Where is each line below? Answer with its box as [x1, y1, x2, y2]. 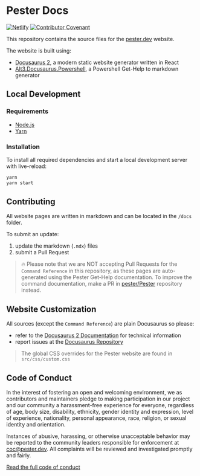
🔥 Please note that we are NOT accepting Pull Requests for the [21, 260, 178, 268]
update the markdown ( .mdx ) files [15, 242, 98, 249]
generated [21, 274, 47, 281]
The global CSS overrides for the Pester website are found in [21, 350, 173, 357]
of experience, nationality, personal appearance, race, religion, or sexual [6, 414, 187, 422]
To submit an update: [6, 231, 59, 238]
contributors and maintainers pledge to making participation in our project [6, 395, 190, 402]
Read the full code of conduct [6, 463, 80, 471]
